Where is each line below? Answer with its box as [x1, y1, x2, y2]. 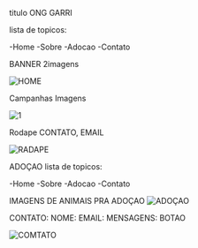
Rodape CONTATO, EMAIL [9, 127, 104, 138]
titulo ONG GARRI [9, 8, 72, 18]
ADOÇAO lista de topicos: [9, 162, 103, 171]
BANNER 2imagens [9, 59, 80, 69]
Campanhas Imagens [9, 93, 87, 103]
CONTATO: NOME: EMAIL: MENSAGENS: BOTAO [9, 213, 187, 223]
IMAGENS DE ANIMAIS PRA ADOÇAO [9, 196, 146, 206]
